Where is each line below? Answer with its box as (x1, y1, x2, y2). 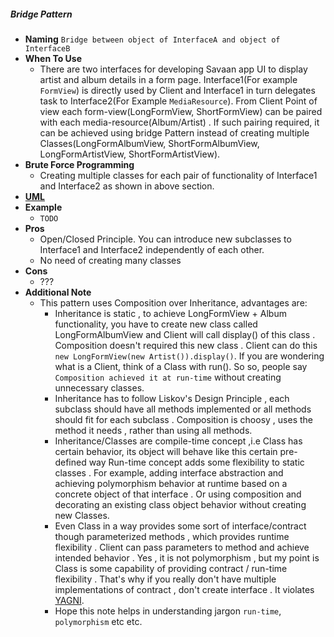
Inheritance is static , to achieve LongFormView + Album (54, 307, 287, 319)
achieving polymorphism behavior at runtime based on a (54, 477, 288, 489)
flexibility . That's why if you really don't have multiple (54, 573, 277, 585)
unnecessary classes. (54, 381, 145, 394)
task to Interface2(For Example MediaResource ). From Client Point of (39, 95, 318, 107)
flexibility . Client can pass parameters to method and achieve (54, 541, 310, 553)
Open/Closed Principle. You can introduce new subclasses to (39, 233, 292, 245)
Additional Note (24, 286, 92, 298)
